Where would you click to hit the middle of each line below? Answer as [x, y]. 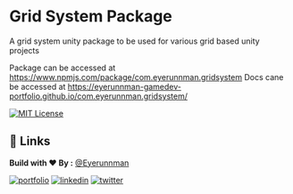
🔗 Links [30, 141]
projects [25, 50]
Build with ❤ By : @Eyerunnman [69, 163]
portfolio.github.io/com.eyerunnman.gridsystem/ [98, 96]
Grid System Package [91, 16]
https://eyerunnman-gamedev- [124, 86]
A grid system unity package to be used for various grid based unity [135, 41]
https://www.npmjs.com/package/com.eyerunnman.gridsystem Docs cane [146, 77]
